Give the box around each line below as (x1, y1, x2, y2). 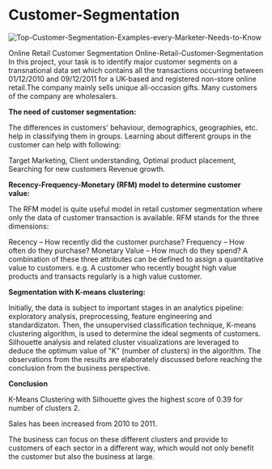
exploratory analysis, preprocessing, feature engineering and (8, 311, 212, 321)
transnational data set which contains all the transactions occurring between (8, 65, 264, 75)
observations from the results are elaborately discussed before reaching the (8, 354, 262, 364)
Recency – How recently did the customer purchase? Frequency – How (8, 237, 245, 246)
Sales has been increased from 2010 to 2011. (8, 419, 158, 428)
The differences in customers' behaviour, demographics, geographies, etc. (8, 122, 258, 132)
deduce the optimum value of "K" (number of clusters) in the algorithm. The (8, 346, 261, 356)
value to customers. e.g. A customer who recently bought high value (8, 262, 237, 272)
